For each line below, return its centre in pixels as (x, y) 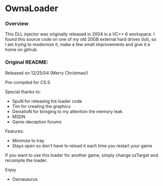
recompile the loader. (26, 160)
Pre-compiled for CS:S (27, 82)
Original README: (27, 62)
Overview (17, 24)
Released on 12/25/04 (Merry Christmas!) (47, 73)
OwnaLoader (32, 8)
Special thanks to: (23, 92)
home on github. (21, 50)
